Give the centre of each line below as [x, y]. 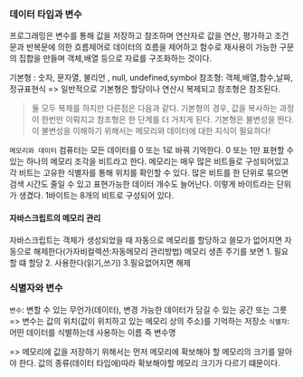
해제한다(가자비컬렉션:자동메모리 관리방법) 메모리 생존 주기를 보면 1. [152, 251]
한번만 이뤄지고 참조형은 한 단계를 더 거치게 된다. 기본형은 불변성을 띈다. [168, 120]
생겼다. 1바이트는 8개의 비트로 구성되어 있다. [96, 196]
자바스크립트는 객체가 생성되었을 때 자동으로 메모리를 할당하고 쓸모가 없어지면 [146, 240]
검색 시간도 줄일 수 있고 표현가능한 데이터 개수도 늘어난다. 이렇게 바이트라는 [142, 184]
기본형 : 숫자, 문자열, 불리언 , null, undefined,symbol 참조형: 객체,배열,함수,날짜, [151, 78]
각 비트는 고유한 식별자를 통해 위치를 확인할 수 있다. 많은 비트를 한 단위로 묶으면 [149, 173]
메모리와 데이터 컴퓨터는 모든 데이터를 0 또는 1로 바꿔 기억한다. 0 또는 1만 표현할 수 [151, 150]
